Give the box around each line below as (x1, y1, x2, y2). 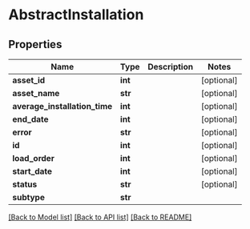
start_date (12, 166, 53, 177)
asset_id (12, 74, 46, 86)
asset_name (12, 88, 60, 98)
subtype (12, 192, 46, 203)
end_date (12, 114, 50, 125)
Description (147, 62, 194, 72)
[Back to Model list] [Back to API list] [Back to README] (8, 212, 192, 222)
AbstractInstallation (8, 6, 144, 24)
